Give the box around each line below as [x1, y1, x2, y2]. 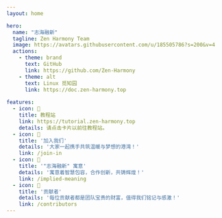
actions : [12, 48, 38, 55]
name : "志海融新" [12, 29, 58, 36]
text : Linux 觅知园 [24, 80, 77, 86]
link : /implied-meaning [18, 175, 87, 182]
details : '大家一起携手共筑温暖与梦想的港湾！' [18, 143, 140, 151]
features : [6, 99, 35, 106]
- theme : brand [18, 54, 62, 62]
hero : [6, 22, 22, 29]
